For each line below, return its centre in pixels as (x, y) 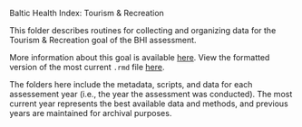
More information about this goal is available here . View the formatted (140, 57)
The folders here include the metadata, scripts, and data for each (131, 84)
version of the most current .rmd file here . (87, 67)
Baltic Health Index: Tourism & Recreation (87, 13)
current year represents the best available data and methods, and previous (149, 104)
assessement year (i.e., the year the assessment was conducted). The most (151, 94)
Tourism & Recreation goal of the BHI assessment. (103, 40)
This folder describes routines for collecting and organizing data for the (143, 30)
